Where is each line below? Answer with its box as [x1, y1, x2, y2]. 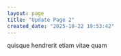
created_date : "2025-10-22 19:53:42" [7, 23, 115, 29]
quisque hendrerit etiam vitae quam [7, 42, 107, 50]
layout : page [7, 10, 44, 17]
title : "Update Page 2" [7, 16, 75, 23]
